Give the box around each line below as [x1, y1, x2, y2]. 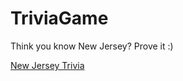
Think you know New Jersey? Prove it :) [10, 40, 174, 52]
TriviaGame [10, 7, 109, 30]
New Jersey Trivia [10, 59, 85, 71]
